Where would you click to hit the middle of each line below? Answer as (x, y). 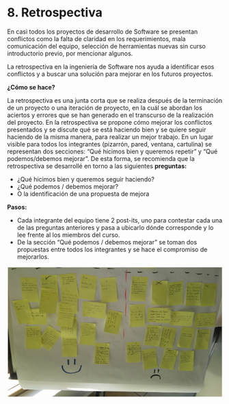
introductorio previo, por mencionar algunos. (70, 53)
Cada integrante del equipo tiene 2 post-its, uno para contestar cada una (120, 220)
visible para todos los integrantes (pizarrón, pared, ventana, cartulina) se (109, 144)
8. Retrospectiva (55, 13)
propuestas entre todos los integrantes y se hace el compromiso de (112, 249)
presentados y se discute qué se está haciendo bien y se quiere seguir (107, 129)
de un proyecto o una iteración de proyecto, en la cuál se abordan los (105, 108)
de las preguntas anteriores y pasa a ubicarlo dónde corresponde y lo (115, 227)
